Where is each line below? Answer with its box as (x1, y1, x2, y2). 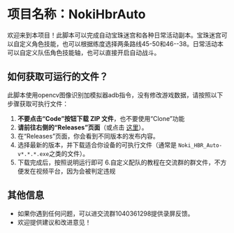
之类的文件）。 (48, 149, 89, 157)
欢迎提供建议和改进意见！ (17, 218, 92, 226)
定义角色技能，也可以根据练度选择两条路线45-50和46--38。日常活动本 (19, 39, 224, 48)
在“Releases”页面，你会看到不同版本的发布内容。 (17, 132, 159, 140)
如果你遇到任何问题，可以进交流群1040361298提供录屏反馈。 (17, 209, 194, 218)
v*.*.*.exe (17, 150, 50, 157)
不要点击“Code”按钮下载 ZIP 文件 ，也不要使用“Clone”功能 (17, 114, 185, 122)
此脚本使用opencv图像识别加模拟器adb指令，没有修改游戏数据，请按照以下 (7, 90, 224, 99)
